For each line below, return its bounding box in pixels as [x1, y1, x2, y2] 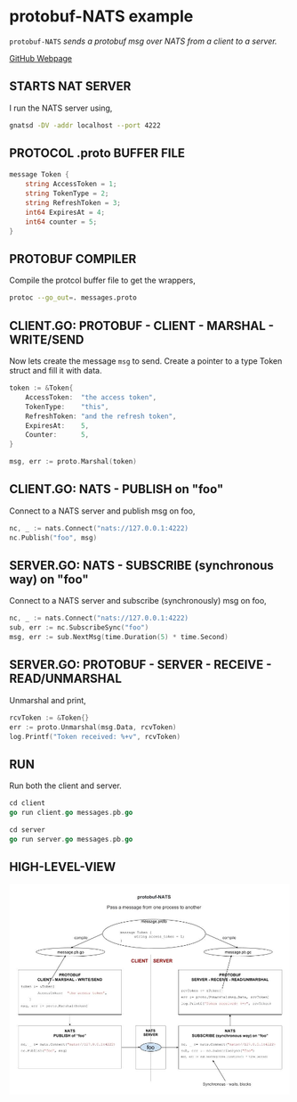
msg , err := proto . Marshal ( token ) [9, 457, 138, 466]
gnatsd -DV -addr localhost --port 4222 [9, 120, 162, 130]
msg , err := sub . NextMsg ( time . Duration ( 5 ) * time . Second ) [9, 633, 229, 642]
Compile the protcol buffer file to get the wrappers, [9, 275, 196, 286]
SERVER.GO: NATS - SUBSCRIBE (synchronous [9, 558, 274, 573]
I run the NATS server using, [9, 103, 113, 113]
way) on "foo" [9, 572, 89, 588]
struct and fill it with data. [9, 366, 102, 376]
